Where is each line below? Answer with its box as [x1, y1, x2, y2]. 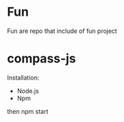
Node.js [16, 86, 40, 95]
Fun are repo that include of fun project [7, 27, 117, 35]
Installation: [7, 73, 40, 82]
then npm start [7, 107, 49, 115]
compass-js [7, 51, 76, 66]
